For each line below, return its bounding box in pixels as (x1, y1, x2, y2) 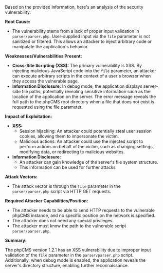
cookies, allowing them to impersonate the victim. (19, 134, 119, 139)
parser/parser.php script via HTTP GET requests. (12, 189, 111, 194)
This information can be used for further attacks (19, 164, 116, 170)
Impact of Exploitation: (5, 114, 52, 119)
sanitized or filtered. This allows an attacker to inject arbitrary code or (12, 39, 152, 44)
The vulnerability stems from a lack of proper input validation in (12, 28, 140, 34)
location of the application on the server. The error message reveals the (12, 94, 156, 99)
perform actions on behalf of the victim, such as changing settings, (19, 144, 154, 149)
